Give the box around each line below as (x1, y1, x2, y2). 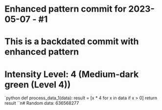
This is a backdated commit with (4, 36, 139, 47)
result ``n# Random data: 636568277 (4, 100, 79, 106)
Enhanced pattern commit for (4, 3, 127, 15)
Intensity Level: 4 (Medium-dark (4, 69, 139, 80)
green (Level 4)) (4, 79, 71, 90)
